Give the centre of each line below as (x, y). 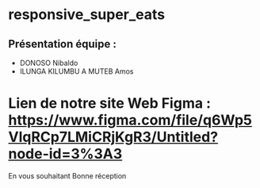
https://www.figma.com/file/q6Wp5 (130, 120)
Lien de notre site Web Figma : (110, 104)
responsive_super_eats (87, 15)
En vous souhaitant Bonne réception (67, 175)
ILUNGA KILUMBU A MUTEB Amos (76, 71)
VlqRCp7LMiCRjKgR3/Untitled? (113, 137)
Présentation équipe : (63, 44)
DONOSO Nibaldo (49, 63)
